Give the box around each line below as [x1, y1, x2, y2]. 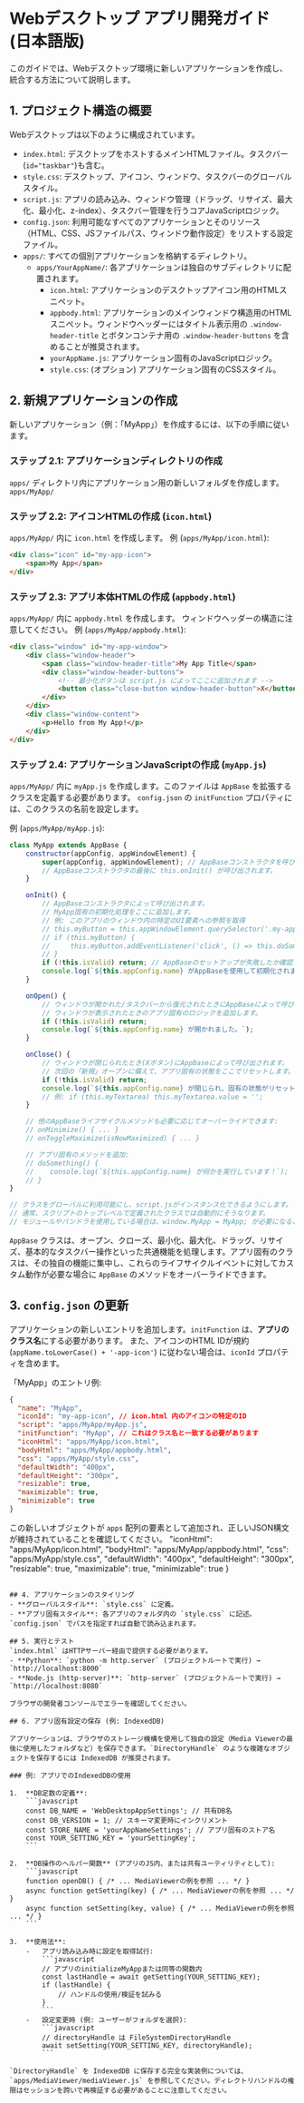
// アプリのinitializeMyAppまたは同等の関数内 [42, 1964, 203, 1973]
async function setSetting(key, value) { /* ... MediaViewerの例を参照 [25, 1903, 295, 1912]
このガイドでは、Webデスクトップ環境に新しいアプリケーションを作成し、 [9, 63, 288, 73]
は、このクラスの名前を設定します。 [9, 803, 144, 814]
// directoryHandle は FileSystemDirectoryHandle [42, 2033, 232, 2042]
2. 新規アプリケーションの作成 [9, 393, 178, 408]
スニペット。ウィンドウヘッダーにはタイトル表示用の [49, 318, 249, 329]
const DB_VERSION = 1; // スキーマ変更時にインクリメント [25, 1815, 228, 1824]
